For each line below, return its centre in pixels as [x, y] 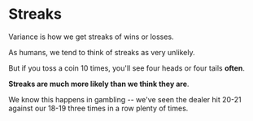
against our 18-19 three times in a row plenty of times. [98, 108]
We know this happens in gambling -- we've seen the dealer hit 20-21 [125, 99]
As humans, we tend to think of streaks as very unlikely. [102, 52]
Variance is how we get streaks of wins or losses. [91, 37]
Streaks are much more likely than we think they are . [99, 84]
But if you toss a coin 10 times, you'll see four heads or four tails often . [127, 68]
